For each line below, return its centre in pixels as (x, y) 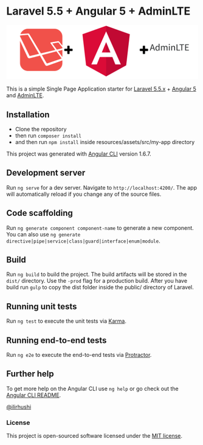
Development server (46, 173)
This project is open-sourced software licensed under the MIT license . (95, 436)
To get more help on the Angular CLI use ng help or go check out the (92, 388)
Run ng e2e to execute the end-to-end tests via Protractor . (79, 355)
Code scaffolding (40, 213)
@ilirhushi (19, 407)
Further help (30, 374)
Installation (28, 115)
